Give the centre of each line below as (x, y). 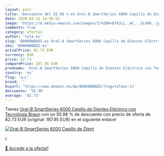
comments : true (20, 28)
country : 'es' (20, 73)
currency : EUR (20, 55)
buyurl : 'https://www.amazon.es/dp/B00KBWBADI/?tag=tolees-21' (71, 86)
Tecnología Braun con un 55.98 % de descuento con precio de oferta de (78, 114)
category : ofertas (24, 32)
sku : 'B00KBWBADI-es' (27, 46)
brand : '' (15, 82)
